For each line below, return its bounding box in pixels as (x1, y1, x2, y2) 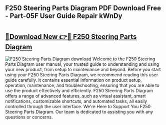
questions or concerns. (5, 114, 53, 120)
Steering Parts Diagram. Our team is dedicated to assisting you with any (5, 109, 153, 115)
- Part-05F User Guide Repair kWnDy (5, 12, 122, 20)
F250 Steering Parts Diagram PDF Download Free (5, 4, 161, 12)
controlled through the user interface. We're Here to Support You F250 (5, 104, 151, 109)
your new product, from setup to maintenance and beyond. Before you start (5, 67, 161, 72)
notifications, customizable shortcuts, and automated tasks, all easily (5, 98, 147, 104)
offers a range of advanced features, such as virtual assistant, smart (5, 93, 146, 99)
